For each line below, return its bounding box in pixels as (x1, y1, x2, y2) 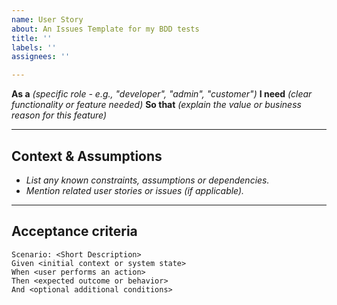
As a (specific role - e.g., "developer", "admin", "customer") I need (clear (11, 88, 313, 100)
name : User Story (11, 14, 84, 25)
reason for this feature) (11, 109, 108, 121)
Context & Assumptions (11, 147, 163, 165)
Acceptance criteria (11, 223, 138, 240)
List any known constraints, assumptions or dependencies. (25, 174, 270, 186)
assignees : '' (11, 52, 71, 62)
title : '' (11, 33, 53, 43)
